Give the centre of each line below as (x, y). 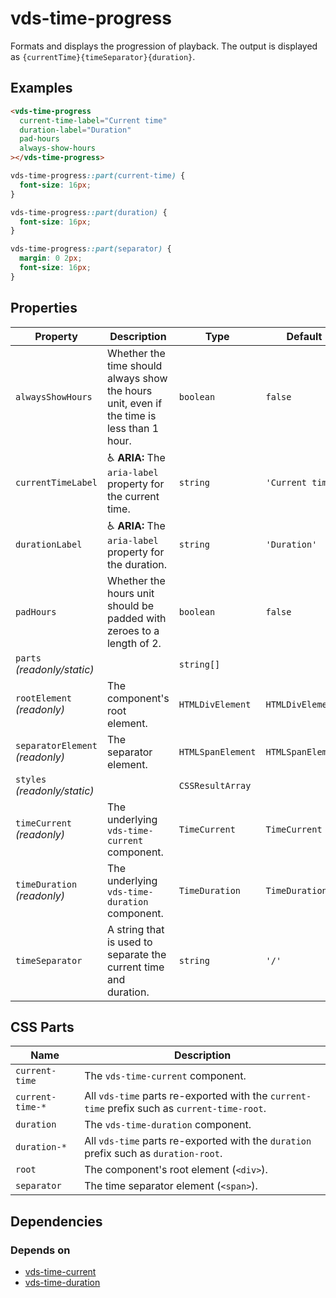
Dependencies (56, 1221)
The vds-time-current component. (165, 1076)
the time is (131, 415)
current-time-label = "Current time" (93, 120)
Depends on (40, 1250)
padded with (136, 618)
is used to (129, 942)
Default (304, 336)
